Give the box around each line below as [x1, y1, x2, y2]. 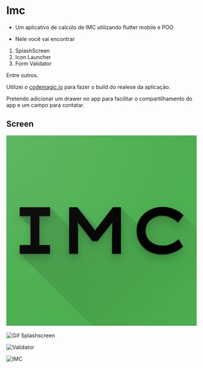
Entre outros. [6, 71, 39, 79]
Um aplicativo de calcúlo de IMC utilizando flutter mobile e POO [14, 24, 174, 31]
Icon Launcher [14, 53, 51, 60]
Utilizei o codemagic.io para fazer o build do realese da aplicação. [6, 83, 171, 91]
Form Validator [14, 60, 52, 67]
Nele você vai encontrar [14, 35, 76, 42]
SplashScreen [14, 47, 50, 54]
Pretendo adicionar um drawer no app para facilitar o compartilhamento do [6, 95, 193, 102]
